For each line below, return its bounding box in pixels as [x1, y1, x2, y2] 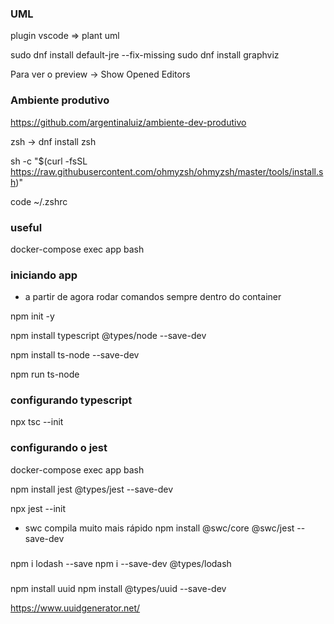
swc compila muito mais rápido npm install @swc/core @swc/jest [24, 522, 295, 534]
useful [10, 220, 43, 234]
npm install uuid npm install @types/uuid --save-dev [10, 582, 227, 594]
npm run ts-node [10, 368, 80, 381]
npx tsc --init [10, 416, 64, 428]
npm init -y [10, 310, 55, 322]
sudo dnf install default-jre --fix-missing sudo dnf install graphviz [10, 49, 280, 61]
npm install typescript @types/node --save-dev [10, 330, 207, 342]
